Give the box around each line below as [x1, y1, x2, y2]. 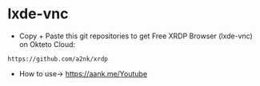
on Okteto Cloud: [18, 39, 76, 49]
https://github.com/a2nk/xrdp [7, 55, 109, 63]
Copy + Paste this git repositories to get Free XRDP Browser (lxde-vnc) [18, 31, 253, 41]
